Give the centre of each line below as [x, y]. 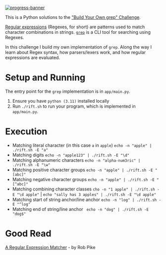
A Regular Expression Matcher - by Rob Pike [50, 247]
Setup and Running [45, 78]
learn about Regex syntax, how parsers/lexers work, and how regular [76, 52]
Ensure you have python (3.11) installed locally [61, 101]
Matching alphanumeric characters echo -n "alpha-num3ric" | [76, 160]
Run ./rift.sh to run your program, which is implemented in [74, 106]
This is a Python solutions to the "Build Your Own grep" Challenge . [73, 17]
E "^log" [21, 204]
